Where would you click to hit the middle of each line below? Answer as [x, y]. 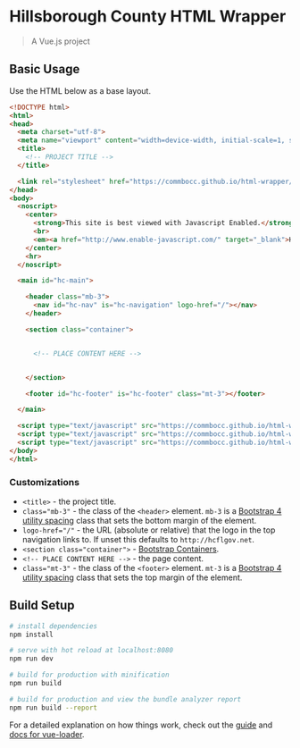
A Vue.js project [61, 41]
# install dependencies [54, 626]
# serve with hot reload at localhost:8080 [92, 651]
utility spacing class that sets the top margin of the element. [132, 577]
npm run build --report [54, 708]
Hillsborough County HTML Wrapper [148, 17]
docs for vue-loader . [47, 734]
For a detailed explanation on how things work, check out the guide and [141, 725]
